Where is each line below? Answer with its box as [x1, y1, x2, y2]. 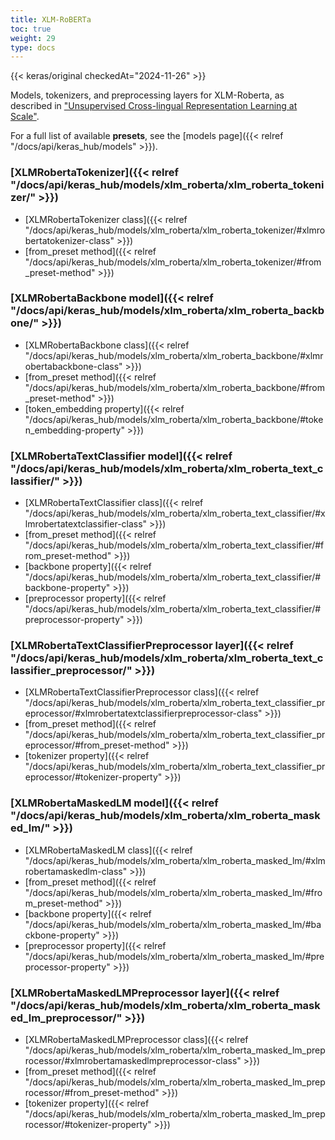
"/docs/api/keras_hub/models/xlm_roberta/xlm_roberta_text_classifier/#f [24, 539, 325, 551]
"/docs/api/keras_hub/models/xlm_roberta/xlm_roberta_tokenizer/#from [24, 256, 322, 268]
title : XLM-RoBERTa [10, 14, 92, 25]
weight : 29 [10, 33, 56, 43]
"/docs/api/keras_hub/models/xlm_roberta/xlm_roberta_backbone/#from [24, 381, 325, 393]
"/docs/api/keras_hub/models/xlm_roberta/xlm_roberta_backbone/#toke [24, 413, 324, 425]
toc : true [10, 24, 52, 34]
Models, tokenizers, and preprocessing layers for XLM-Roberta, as [10, 89, 285, 101]
